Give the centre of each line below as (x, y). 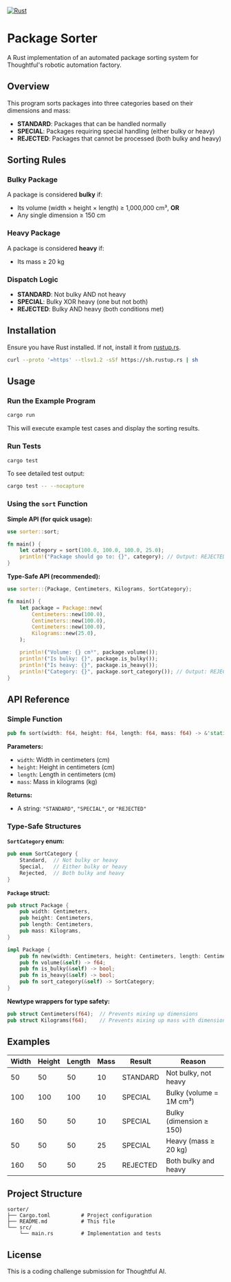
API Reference (38, 699)
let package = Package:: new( (61, 608)
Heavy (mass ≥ (190, 1141)
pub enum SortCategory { (43, 854)
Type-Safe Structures (44, 826)
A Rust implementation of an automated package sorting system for (103, 57)
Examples (29, 1042)
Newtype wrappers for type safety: (58, 1001)
